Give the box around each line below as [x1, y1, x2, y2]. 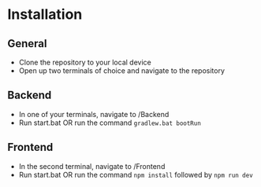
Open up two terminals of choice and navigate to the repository [18, 66, 226, 75]
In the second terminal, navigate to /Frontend [18, 161, 166, 170]
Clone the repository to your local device [18, 57, 151, 67]
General [7, 37, 48, 50]
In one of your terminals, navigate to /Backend [18, 109, 170, 119]
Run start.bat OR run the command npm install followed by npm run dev [18, 170, 253, 179]
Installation [7, 5, 83, 24]
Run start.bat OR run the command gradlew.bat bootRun [18, 118, 202, 127]
